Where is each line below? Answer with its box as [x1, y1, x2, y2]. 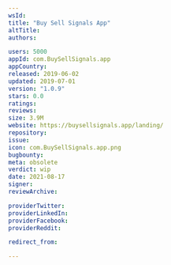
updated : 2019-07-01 [8, 77, 76, 85]
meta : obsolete [8, 158, 58, 166]
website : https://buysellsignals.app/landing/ [8, 122, 164, 130]
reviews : [8, 107, 37, 115]
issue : [8, 136, 30, 144]
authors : [8, 33, 37, 42]
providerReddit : [8, 224, 61, 232]
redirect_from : [8, 238, 58, 246]
